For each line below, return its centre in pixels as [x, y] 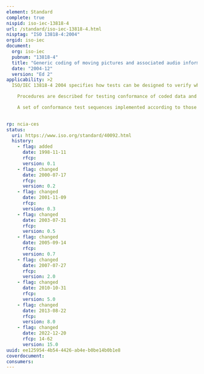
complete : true [25, 18]
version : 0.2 [39, 186]
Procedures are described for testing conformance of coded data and [107, 97]
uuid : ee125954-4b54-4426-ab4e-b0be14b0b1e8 [63, 350]
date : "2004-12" [32, 68]
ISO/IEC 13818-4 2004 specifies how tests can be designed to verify [101, 86]
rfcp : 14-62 [37, 339]
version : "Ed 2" [32, 74]
